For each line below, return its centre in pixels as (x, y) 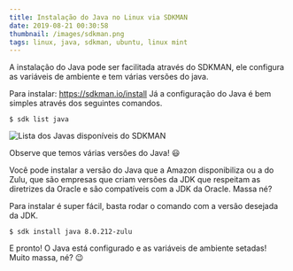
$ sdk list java (39, 120)
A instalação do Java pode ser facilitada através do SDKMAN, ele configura (147, 67)
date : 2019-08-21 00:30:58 (59, 26)
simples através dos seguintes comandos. (86, 104)
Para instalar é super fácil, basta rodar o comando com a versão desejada (144, 206)
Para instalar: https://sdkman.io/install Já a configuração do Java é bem (140, 94)
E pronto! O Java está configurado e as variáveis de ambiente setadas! (138, 248)
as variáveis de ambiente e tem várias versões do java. (109, 77)
